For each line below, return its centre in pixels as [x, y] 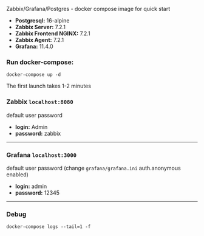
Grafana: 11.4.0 [34, 46]
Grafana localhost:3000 [42, 154]
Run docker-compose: [40, 62]
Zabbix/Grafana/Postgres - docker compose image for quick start [88, 9]
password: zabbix [38, 133]
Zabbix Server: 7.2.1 [40, 27]
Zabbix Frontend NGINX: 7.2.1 [53, 33]
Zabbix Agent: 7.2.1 [39, 40]
